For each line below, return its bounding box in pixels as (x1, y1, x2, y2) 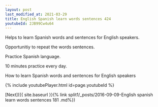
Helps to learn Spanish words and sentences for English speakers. (5, 35, 140, 40)
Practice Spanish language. (5, 54, 61, 60)
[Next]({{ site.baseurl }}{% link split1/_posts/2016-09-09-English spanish (5, 92, 154, 98)
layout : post (5, 7, 32, 12)
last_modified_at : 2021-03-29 (5, 12, 67, 17)
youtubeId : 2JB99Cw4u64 (5, 21, 54, 26)
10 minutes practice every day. (5, 63, 67, 69)
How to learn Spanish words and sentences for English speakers (5, 72, 136, 79)
